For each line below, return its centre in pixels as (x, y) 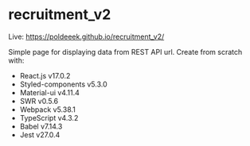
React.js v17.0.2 (45, 75)
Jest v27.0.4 (40, 134)
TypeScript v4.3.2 (49, 117)
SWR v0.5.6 (39, 101)
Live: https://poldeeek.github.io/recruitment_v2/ (86, 36)
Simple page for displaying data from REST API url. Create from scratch (125, 52)
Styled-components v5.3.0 (63, 84)
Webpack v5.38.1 (47, 109)
